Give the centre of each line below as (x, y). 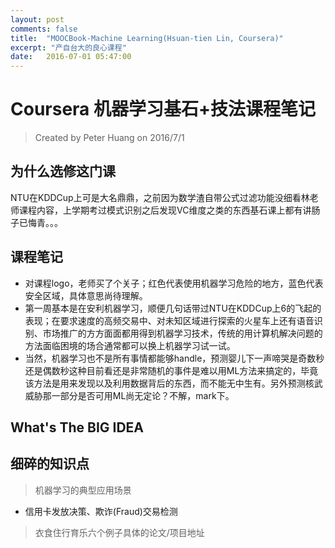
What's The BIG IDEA (77, 427)
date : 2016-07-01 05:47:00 (71, 57)
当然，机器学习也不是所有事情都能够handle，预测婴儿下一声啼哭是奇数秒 (174, 358)
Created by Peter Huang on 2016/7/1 (109, 138)
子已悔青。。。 (36, 222)
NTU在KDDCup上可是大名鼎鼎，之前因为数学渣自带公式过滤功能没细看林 (160, 197)
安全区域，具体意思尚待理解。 (86, 295)
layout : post (37, 19)
